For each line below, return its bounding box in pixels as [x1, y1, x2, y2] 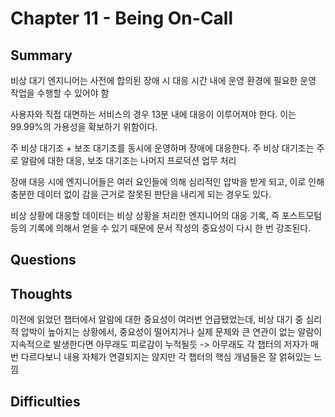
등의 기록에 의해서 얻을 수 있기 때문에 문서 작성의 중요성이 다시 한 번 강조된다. [10, 222, 312, 234]
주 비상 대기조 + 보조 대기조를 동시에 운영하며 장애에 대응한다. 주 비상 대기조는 [10, 142, 315, 154]
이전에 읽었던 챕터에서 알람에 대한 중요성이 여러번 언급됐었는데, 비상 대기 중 [10, 313, 304, 326]
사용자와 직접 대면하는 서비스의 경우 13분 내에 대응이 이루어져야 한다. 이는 [10, 108, 297, 120]
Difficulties [10, 393, 81, 410]
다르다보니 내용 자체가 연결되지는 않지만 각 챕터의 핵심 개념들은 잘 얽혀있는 [20, 351, 312, 363]
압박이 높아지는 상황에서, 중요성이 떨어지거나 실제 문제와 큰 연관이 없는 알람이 [20, 326, 323, 338]
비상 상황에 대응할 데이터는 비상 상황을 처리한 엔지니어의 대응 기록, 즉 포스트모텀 [10, 210, 323, 221]
